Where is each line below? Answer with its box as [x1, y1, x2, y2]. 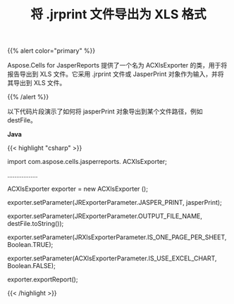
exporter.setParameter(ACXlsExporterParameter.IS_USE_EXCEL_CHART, [7, 254, 217, 262]
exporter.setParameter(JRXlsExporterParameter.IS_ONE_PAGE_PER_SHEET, [7, 233, 227, 241]
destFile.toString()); [7, 220, 64, 228]
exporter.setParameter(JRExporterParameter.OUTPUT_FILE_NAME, [7, 212, 202, 220]
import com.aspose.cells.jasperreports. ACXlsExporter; [7, 158, 168, 166]
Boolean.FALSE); [7, 262, 56, 270]
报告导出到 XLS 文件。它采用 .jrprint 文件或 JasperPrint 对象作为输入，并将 [7, 70, 224, 78]
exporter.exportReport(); [7, 275, 78, 284]
